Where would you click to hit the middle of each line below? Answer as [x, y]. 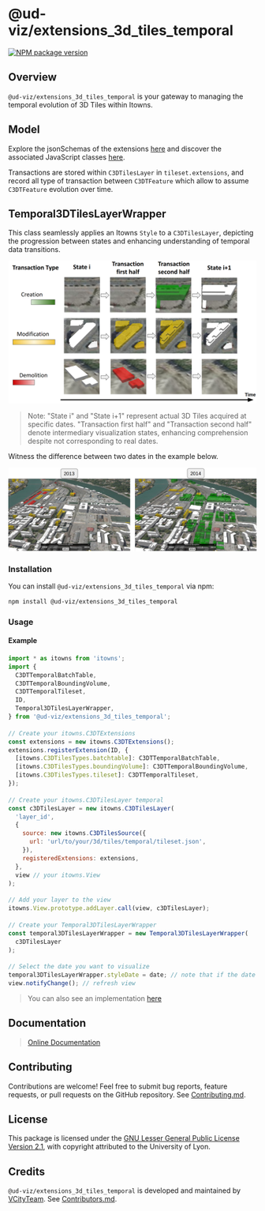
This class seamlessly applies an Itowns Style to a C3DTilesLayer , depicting [131, 233]
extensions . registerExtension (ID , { [68, 750]
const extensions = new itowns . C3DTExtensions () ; [91, 742]
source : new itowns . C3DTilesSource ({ [84, 833]
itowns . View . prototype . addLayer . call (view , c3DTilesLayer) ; [109, 908]
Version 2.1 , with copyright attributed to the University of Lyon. [110, 1147]
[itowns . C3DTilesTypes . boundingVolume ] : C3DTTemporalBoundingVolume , [132, 767]
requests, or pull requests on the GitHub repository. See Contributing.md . [127, 1094]
